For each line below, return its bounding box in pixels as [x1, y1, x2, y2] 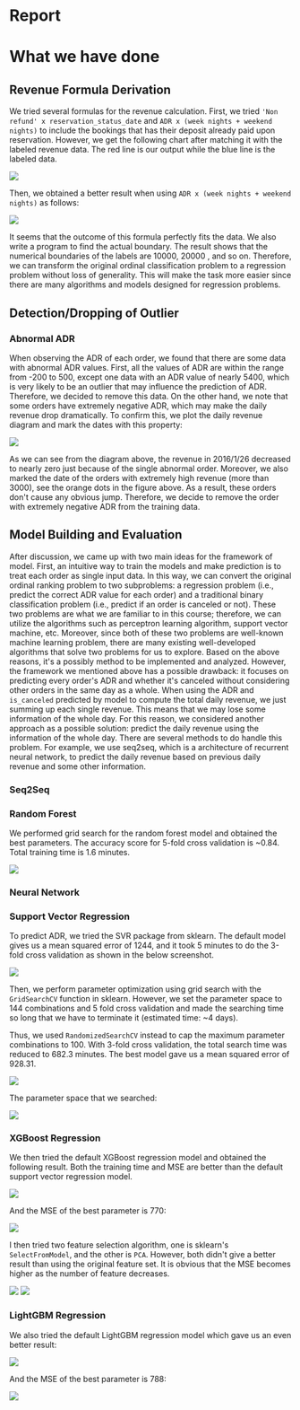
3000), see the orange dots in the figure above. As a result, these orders [9, 482, 277, 493]
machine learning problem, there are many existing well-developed [9, 636, 257, 647]
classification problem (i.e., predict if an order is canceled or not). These [9, 599, 276, 609]
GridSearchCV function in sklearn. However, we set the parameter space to [9, 994, 283, 1004]
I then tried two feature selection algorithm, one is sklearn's [9, 1239, 229, 1250]
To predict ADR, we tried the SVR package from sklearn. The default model [9, 931, 287, 941]
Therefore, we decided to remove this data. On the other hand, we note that [9, 390, 288, 401]
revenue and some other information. [9, 760, 146, 772]
